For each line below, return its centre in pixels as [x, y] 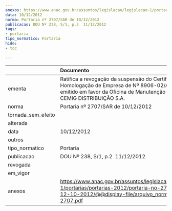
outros [16, 140]
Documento [75, 70]
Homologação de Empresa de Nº [100, 85]
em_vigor [19, 173]
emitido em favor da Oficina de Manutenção [113, 92]
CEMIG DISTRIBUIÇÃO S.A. [93, 98]
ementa [17, 89]
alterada [18, 123]
